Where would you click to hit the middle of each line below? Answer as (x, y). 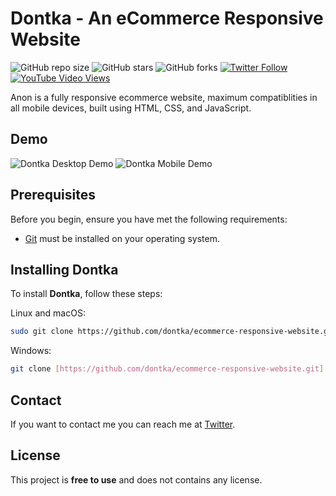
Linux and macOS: (48, 313)
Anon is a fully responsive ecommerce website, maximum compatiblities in (164, 97)
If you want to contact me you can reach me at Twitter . (123, 424)
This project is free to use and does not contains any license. (136, 479)
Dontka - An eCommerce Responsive (167, 18)
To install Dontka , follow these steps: (86, 294)
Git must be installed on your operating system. (122, 238)
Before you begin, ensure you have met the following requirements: (149, 219)
